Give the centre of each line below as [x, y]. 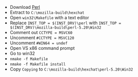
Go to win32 [22, 53]
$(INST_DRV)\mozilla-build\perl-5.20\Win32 [56, 28]
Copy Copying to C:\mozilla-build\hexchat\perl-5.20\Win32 [71, 69]
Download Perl [25, 7]
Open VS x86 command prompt [42, 48]
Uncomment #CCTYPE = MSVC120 [42, 38]
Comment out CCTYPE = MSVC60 [41, 32]
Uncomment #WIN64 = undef [39, 43]
